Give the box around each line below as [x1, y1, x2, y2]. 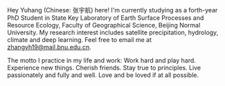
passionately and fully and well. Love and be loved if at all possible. [7, 71, 199, 79]
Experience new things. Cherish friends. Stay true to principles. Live [7, 64, 201, 72]
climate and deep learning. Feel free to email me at [7, 36, 152, 43]
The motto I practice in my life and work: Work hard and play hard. [7, 56, 196, 64]
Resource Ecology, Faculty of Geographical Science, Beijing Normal [7, 21, 201, 29]
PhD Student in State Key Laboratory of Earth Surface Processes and [7, 14, 204, 22]
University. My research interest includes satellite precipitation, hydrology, [7, 28, 219, 36]
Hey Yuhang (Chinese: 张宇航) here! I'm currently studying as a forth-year [7, 6, 218, 14]
